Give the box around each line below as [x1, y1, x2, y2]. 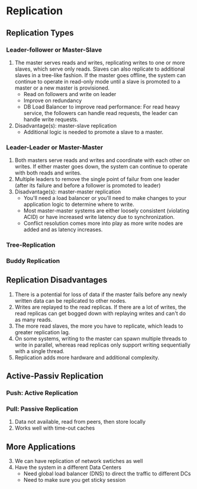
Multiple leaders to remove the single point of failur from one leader [14, 176, 180, 183]
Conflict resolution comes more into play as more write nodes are [23, 220, 183, 227]
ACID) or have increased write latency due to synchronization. [23, 214, 175, 221]
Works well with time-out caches [14, 424, 95, 431]
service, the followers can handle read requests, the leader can [23, 109, 178, 116]
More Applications [6, 442, 76, 452]
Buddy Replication [6, 257, 60, 265]
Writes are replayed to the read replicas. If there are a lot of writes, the [14, 303, 186, 310]
